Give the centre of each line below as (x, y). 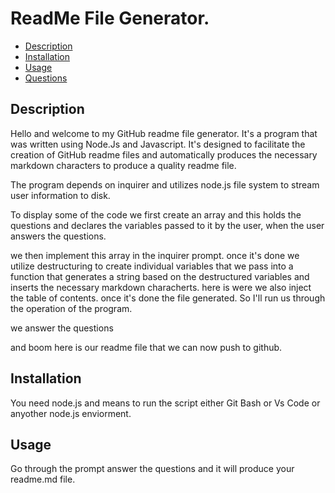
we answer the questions (62, 328)
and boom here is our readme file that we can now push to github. (146, 347)
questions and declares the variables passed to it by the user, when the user (167, 225)
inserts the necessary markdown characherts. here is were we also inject (161, 287)
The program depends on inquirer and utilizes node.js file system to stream (165, 184)
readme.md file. (43, 479)
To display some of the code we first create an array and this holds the (156, 214)
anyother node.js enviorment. (71, 413)
